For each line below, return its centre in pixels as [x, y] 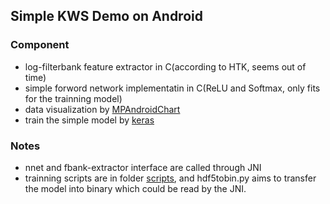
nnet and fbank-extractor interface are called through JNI [143, 167]
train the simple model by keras [89, 120]
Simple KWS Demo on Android [106, 16]
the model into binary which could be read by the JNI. [135, 188]
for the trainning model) [73, 98]
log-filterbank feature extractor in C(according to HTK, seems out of [165, 66]
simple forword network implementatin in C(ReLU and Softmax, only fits [172, 88]
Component [40, 45]
